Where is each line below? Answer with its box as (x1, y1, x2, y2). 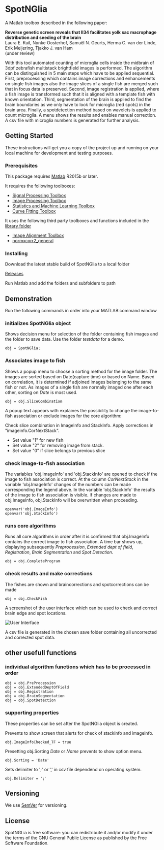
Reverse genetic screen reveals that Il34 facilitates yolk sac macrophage (5, 29, 157, 35)
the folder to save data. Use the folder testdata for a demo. (5, 336, 124, 342)
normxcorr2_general (12, 238, 54, 244)
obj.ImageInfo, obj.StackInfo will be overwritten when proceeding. (5, 497, 138, 503)
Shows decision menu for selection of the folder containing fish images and (5, 331, 158, 337)
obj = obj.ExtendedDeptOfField (5, 685, 69, 690)
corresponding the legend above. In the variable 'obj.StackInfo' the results (5, 487, 156, 493)
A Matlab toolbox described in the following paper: (5, 20, 108, 26)
